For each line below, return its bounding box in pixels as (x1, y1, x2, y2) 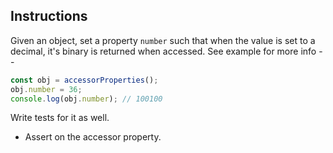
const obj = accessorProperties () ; (10, 75, 159, 85)
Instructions (10, 8, 88, 25)
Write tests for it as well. (10, 112, 110, 124)
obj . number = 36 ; (10, 84, 83, 94)
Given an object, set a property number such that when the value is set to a (10, 34, 316, 46)
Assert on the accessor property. (24, 131, 162, 143)
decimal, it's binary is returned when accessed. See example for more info (10, 45, 317, 57)
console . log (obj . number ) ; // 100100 (10, 94, 163, 104)
